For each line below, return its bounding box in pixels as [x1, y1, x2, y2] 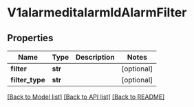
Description [75, 53, 115, 62]
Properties [7, 32, 54, 44]
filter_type [10, 75, 46, 84]
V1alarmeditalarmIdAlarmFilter [7, 5, 187, 21]
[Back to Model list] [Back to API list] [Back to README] [7, 93, 165, 101]
